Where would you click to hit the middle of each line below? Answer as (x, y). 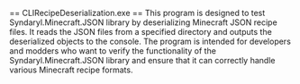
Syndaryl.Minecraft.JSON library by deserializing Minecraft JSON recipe (143, 22)
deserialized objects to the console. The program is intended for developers (150, 41)
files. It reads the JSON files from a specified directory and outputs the (141, 32)
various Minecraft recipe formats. (71, 70)
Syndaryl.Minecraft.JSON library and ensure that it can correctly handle (142, 60)
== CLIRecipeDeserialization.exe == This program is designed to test (137, 13)
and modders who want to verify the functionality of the (113, 51)
